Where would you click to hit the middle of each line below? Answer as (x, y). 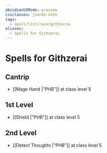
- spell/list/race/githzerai (40, 24)
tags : (11, 19)
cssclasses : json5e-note (31, 15)
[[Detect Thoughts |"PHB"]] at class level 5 (57, 145)
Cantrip (17, 77)
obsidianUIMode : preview (31, 10)
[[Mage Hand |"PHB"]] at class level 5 (52, 89)
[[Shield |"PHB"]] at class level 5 (46, 117)
